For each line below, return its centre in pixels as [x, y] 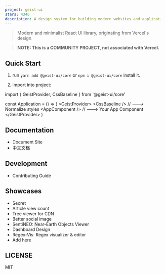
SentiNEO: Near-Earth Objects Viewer [51, 224]
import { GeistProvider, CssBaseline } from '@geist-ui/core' [65, 94]
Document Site [27, 142]
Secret [19, 203]
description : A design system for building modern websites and [73, 19]
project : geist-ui [24, 10]
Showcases [23, 191]
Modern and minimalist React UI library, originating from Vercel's [83, 33]
